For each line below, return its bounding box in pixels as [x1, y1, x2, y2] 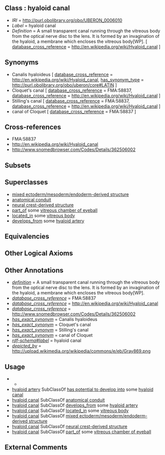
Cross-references [4, 123, 62, 132]
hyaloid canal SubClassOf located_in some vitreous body [11, 408, 129, 414]
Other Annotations [4, 266, 64, 275]
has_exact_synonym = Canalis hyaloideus [11, 316, 98, 322]
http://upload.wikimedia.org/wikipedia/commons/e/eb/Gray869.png [11, 348, 151, 354]
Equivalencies [4, 232, 49, 241]
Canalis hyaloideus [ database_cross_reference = [11, 71, 113, 77]
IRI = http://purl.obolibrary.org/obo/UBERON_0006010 [11, 17, 122, 23]
